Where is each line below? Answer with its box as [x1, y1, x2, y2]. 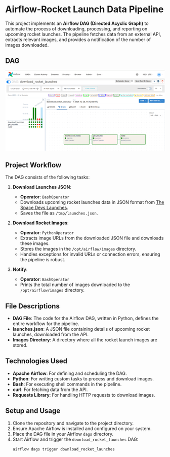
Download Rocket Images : [12, 220, 69, 226]
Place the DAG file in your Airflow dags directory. [12, 431, 114, 437]
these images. [20, 240, 50, 247]
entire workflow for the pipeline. [12, 321, 79, 327]
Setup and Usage [5, 407, 61, 415]
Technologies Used [5, 357, 67, 366]
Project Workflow [5, 161, 62, 169]
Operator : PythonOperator [20, 230, 74, 236]
